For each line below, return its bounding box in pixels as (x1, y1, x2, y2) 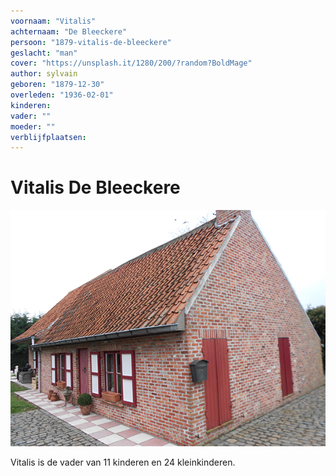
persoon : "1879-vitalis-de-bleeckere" (10, 37, 172, 47)
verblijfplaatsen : (10, 132, 87, 142)
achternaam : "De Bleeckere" (10, 26, 128, 37)
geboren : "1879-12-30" (10, 80, 105, 90)
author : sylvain (10, 69, 78, 79)
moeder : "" (10, 121, 56, 132)
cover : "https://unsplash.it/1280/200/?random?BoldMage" (10, 58, 253, 69)
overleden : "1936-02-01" (10, 90, 114, 100)
